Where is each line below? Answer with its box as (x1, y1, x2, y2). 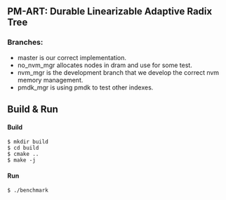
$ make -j (7, 157, 36, 164)
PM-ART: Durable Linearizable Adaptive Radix (7, 6, 213, 17)
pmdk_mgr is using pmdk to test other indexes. (17, 83, 154, 92)
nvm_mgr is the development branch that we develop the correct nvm (17, 68, 220, 76)
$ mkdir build (7, 138, 49, 145)
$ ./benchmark (7, 187, 49, 194)
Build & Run (7, 103, 58, 115)
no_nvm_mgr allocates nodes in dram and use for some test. (17, 61, 193, 69)
